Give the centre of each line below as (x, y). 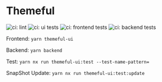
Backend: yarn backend (34, 50)
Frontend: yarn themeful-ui (40, 38)
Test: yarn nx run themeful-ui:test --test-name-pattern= (78, 61)
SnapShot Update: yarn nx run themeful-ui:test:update (75, 73)
